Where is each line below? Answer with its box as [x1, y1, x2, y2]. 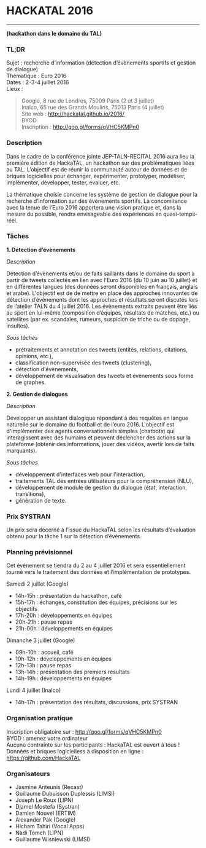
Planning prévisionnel [6, 548, 73, 557]
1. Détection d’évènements [6, 246, 75, 253]
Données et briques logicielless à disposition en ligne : [6, 747, 144, 755]
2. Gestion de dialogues [6, 390, 68, 398]
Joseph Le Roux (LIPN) [15, 796, 74, 804]
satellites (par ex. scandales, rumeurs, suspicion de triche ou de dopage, [6, 315, 191, 323]
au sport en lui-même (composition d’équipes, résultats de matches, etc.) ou [6, 308, 200, 316]
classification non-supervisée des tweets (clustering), [15, 359, 152, 366]
